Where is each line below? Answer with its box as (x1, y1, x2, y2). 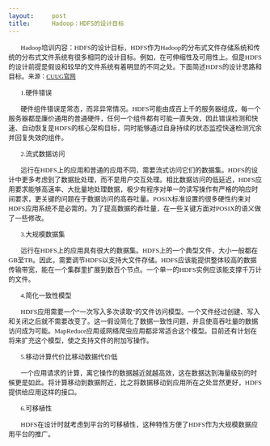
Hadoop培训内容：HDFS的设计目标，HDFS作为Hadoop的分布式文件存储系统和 (20, 43, 254, 52)
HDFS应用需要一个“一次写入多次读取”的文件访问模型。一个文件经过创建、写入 (20, 307, 260, 316)
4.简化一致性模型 (20, 291, 72, 299)
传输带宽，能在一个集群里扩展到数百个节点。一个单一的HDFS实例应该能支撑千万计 (8, 265, 263, 274)
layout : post (8, 11, 67, 20)
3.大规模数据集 (20, 230, 65, 239)
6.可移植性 (20, 404, 53, 413)
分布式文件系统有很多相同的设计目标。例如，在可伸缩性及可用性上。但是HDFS (21, 53, 263, 62)
